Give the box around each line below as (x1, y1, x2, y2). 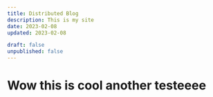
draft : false (7, 42, 45, 49)
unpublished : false (7, 48, 64, 55)
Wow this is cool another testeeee (7, 78, 206, 94)
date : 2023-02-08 (7, 23, 57, 30)
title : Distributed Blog (7, 10, 79, 17)
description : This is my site (7, 17, 95, 23)
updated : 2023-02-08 (7, 29, 67, 36)
